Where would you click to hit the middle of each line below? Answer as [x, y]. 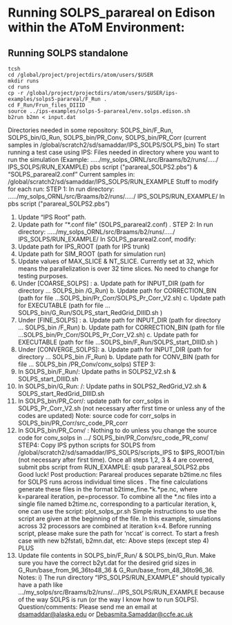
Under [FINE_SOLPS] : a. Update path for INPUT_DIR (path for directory [119, 320]
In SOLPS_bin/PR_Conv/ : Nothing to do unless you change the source [117, 430]
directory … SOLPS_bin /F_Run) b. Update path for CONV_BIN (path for [118, 357]
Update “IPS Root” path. [52, 217]
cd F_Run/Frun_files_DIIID [47, 105]
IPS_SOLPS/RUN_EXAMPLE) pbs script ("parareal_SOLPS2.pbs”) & [103, 167]
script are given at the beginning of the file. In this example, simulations [119, 518]
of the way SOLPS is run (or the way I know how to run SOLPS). [108, 599]
